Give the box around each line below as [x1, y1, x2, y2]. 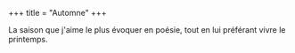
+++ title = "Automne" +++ [8, 8, 107, 18]
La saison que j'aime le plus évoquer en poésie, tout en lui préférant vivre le [8, 25, 286, 34]
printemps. [8, 34, 48, 44]
